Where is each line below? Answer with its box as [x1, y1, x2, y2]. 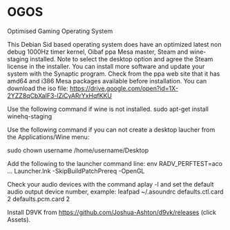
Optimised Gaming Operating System [7, 27, 113, 35]
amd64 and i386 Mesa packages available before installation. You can [7, 76, 207, 85]
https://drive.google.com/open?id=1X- [69, 84, 178, 92]
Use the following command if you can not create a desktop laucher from [7, 125, 215, 134]
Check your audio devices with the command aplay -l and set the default [7, 180, 214, 188]
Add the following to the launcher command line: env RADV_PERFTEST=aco [7, 159, 223, 167]
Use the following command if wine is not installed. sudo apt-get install [7, 105, 209, 113]
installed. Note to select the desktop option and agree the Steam [30, 54, 213, 63]
